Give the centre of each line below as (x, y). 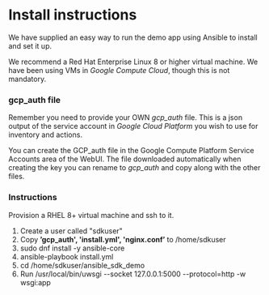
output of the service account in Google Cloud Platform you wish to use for (133, 126)
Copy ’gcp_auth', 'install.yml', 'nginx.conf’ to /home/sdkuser (123, 239)
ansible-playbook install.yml (67, 256)
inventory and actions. (46, 135)
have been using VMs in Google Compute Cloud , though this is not (119, 70)
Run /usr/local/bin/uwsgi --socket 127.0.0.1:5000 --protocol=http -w (133, 274)
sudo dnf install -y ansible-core (72, 248)
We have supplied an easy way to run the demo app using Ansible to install (133, 37)
